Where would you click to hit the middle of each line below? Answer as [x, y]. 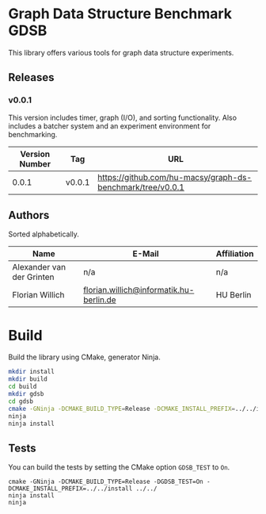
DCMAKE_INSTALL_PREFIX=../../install [70, 489]
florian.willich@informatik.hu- [139, 290]
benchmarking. [33, 134]
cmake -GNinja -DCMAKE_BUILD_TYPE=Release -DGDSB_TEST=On [106, 482]
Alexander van [39, 267]
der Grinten [33, 277]
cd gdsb [21, 401]
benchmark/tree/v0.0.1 [141, 187]
